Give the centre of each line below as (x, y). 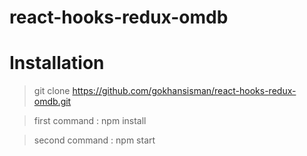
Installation (57, 63)
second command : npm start (94, 140)
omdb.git (52, 102)
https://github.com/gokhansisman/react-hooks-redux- (184, 91)
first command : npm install (90, 121)
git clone (52, 91)
